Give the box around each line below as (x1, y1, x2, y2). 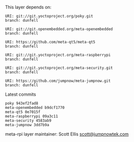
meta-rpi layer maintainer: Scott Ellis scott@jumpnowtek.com (5, 131, 129, 137)
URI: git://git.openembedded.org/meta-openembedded (5, 27, 113, 32)
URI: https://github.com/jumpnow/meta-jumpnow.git (5, 78, 111, 83)
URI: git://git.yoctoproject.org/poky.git (5, 14, 93, 19)
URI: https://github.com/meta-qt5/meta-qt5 (5, 39, 96, 44)
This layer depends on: (5, 4, 52, 10)
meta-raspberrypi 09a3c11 (5, 114, 58, 119)
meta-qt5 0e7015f (5, 109, 41, 114)
